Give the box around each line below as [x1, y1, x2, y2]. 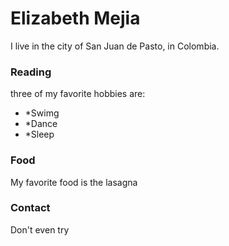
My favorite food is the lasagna [10, 176, 138, 188]
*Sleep [24, 128, 55, 141]
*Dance [24, 118, 58, 130]
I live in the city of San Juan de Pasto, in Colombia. [10, 40, 220, 52]
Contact [10, 201, 51, 215]
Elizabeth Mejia [10, 7, 141, 30]
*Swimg [24, 107, 60, 119]
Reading [10, 65, 52, 79]
